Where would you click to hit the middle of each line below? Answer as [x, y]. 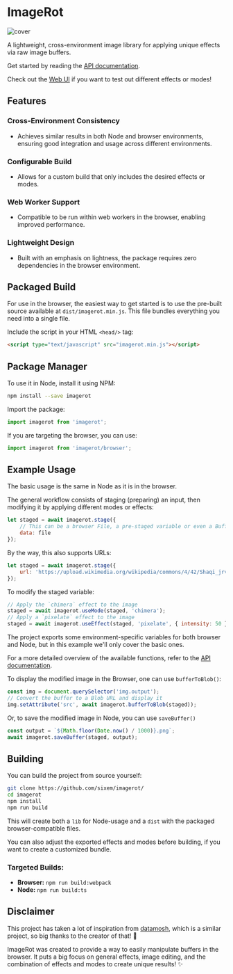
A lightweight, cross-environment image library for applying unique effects [114, 45]
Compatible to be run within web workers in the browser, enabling [111, 217]
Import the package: [36, 409]
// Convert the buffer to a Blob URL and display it [85, 698]
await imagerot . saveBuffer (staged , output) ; [72, 737]
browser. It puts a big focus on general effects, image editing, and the [106, 957]
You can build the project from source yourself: [75, 776]
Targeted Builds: [36, 867]
